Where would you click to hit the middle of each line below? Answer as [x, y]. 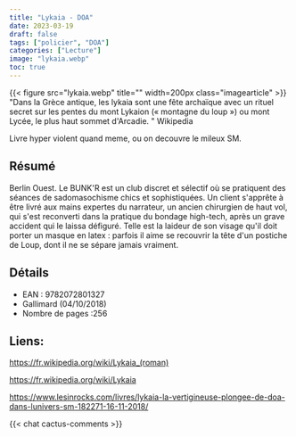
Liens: [27, 341]
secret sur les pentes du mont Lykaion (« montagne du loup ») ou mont [140, 111]
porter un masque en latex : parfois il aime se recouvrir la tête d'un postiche [148, 235]
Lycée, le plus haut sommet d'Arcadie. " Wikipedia [101, 120]
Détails [29, 273]
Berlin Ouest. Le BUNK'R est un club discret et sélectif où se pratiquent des [148, 187]
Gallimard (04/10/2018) [64, 303]
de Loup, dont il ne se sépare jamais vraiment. [94, 244]
